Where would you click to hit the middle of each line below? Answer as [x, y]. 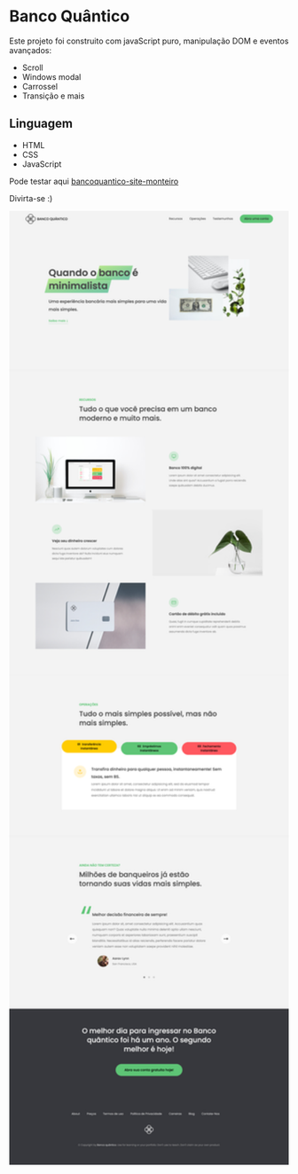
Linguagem [41, 124]
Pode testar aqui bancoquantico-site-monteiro [94, 181]
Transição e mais [53, 96]
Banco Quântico [70, 16]
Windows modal [51, 76]
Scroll [32, 67]
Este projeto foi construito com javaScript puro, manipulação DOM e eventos [149, 41]
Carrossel [40, 86]
